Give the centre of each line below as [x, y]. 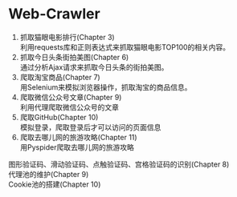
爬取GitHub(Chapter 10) [59, 117]
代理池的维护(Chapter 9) [49, 174]
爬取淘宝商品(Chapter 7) [60, 77]
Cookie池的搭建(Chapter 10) [55, 184]
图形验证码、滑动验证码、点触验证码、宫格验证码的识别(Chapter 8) [119, 164]
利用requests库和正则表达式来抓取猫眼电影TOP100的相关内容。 [125, 47]
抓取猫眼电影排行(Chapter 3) [67, 37]
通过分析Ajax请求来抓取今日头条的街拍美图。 [94, 67]
